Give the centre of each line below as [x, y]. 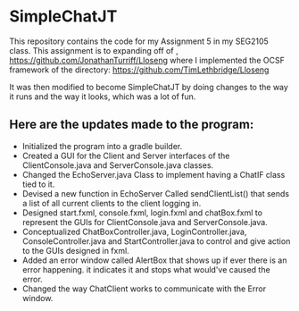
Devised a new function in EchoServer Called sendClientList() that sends [156, 193]
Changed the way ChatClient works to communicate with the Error [144, 289]
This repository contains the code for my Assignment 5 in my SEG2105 [139, 41]
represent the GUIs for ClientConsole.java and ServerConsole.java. [145, 222]
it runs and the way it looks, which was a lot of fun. [103, 97]
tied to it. [38, 184]
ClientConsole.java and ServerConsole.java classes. [118, 165]
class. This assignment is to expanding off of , [94, 50]
